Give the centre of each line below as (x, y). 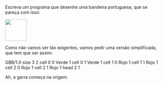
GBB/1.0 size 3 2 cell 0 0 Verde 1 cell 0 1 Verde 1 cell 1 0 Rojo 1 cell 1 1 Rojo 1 (81, 62)
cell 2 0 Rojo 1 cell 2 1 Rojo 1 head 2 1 (42, 68)
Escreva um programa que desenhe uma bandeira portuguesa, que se (76, 7)
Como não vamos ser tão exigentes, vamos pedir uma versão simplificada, (81, 48)
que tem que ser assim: (29, 53)
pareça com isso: (23, 12)
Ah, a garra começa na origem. (37, 77)
